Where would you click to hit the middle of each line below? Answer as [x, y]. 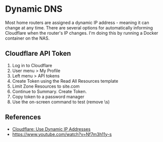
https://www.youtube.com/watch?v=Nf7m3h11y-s [62, 134]
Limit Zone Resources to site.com [46, 86]
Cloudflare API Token [38, 54]
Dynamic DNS [34, 9]
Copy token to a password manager [48, 96]
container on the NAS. [27, 38]
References [23, 117]
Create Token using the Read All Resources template [65, 81]
